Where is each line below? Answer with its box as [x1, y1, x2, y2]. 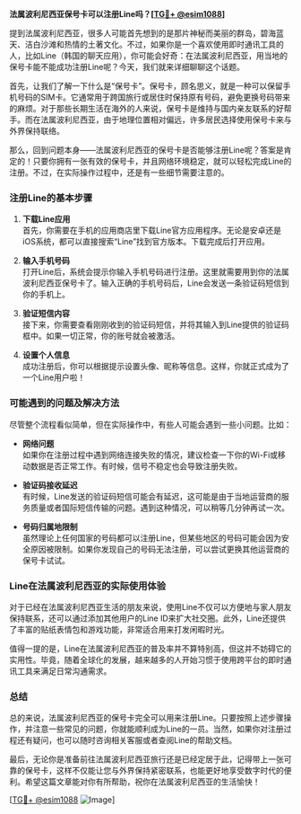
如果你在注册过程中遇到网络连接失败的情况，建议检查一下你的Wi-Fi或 [21, 449, 279, 460]
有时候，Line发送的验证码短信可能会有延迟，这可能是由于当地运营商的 [21, 491, 282, 501]
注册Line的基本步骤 [9, 191, 93, 204]
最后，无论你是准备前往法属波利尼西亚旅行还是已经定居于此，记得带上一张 [9, 754, 284, 765]
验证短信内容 [21, 308, 70, 319]
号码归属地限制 [21, 521, 78, 532]
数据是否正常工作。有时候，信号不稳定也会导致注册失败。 [30, 460, 243, 471]
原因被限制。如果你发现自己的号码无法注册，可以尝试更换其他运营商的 [30, 544, 289, 554]
